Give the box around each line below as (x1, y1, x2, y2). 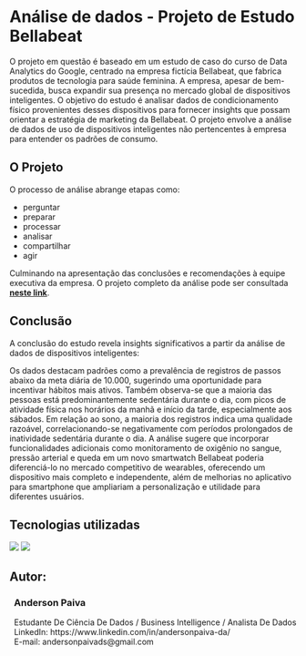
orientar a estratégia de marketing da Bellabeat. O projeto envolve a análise (9, 114, 292, 125)
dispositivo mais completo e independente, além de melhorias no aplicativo (9, 471, 292, 482)
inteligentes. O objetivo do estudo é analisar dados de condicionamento (9, 94, 280, 106)
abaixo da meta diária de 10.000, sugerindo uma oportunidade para (9, 374, 262, 385)
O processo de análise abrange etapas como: (9, 184, 180, 195)
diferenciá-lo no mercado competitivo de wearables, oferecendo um (9, 462, 266, 473)
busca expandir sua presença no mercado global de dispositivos (48, 85, 291, 96)
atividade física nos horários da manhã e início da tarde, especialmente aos (9, 404, 292, 415)
